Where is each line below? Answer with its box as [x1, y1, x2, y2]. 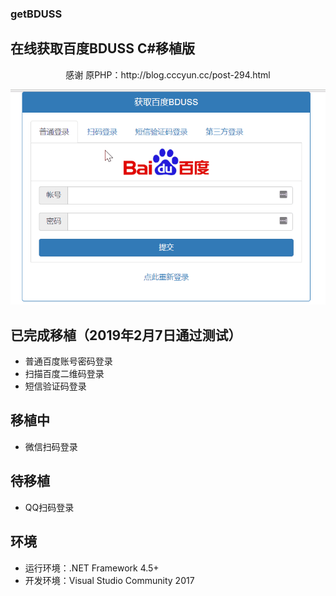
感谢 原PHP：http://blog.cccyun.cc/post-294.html [65, 68, 271, 81]
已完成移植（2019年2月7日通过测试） [10, 327, 242, 344]
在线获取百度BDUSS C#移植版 [10, 40, 196, 57]
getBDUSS [10, 7, 63, 21]
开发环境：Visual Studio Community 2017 [24, 574, 195, 586]
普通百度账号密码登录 [24, 355, 113, 367]
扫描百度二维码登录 [24, 368, 105, 380]
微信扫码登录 [24, 440, 78, 452]
